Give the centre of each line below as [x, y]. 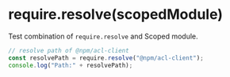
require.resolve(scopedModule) [116, 15]
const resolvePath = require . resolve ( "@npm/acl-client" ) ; [106, 58]
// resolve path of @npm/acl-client [69, 50]
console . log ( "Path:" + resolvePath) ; [71, 65]
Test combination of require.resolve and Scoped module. [103, 36]
